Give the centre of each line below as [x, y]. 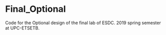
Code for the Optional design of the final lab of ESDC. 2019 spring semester [83, 23]
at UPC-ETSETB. [22, 28]
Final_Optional [35, 9]
